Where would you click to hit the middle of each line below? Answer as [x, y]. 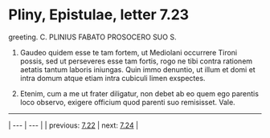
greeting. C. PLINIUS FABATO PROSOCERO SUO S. [92, 37]
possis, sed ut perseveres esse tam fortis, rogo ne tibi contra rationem [136, 61]
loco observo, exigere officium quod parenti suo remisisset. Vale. [127, 102]
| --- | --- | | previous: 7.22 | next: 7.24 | [74, 125]
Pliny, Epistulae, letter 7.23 [99, 15]
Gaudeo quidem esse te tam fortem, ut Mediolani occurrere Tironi [129, 52]
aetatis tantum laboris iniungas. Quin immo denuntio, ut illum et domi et [137, 69]
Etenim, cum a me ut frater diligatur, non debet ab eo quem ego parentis [139, 93]
